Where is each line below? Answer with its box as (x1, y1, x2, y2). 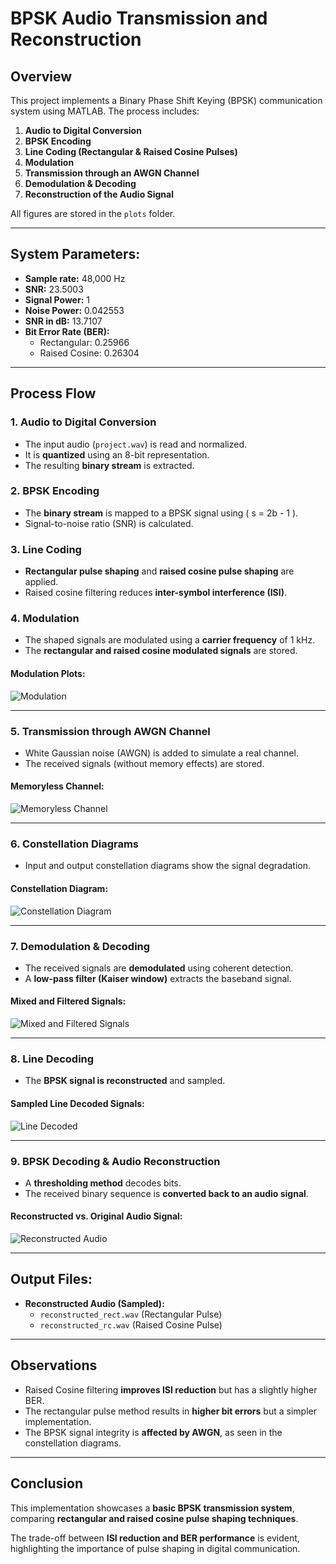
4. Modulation (10, 612, 80, 626)
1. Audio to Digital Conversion (10, 415, 157, 429)
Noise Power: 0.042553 (24, 304, 125, 316)
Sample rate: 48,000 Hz (24, 272, 126, 284)
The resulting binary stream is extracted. (24, 459, 195, 471)
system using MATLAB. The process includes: (10, 105, 200, 117)
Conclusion (10, 1475, 84, 1492)
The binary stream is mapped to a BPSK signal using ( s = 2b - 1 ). (24, 507, 299, 519)
